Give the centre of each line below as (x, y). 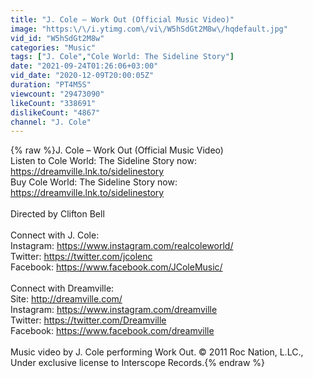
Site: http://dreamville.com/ (66, 299)
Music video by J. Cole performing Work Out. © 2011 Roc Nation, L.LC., (157, 352)
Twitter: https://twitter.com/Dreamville (88, 320)
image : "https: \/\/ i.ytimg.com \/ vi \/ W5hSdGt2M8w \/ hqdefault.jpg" (149, 29)
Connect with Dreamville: (62, 288)
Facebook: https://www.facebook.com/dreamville (112, 331)
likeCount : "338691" (53, 103)
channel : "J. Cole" (51, 122)
